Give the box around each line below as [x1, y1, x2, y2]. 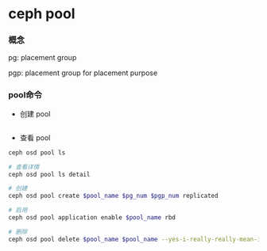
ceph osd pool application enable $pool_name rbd [8, 214, 176, 222]
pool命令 [8, 89, 42, 101]
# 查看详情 [8, 163, 40, 171]
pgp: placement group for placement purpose [8, 68, 158, 78]
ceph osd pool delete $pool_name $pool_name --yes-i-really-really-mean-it [8, 235, 265, 243]
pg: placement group [8, 53, 77, 63]
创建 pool [19, 108, 51, 119]
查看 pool [19, 132, 51, 143]
